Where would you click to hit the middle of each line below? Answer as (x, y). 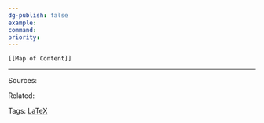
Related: (22, 96)
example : (22, 23)
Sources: (23, 81)
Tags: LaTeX (28, 111)
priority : (24, 37)
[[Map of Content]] (40, 59)
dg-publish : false (38, 15)
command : (22, 30)
